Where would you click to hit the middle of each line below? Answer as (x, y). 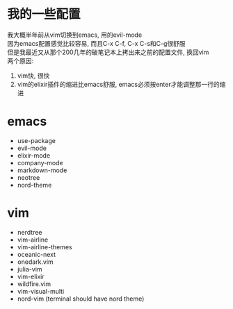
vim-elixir (31, 276)
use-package (36, 140)
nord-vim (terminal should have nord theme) (81, 299)
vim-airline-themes (45, 247)
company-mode (40, 162)
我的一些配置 (44, 14)
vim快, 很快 (33, 75)
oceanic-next (37, 254)
